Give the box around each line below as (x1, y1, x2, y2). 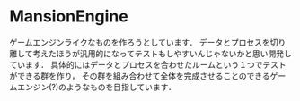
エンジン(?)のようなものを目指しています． (16, 81, 177, 92)
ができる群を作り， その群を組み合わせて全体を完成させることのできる (9, 70, 271, 81)
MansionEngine (9, 6, 128, 27)
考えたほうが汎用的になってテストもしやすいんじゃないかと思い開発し (32, 47, 292, 59)
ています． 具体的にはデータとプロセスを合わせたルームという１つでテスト (9, 59, 287, 70)
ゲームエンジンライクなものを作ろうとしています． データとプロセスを (9, 37, 271, 47)
